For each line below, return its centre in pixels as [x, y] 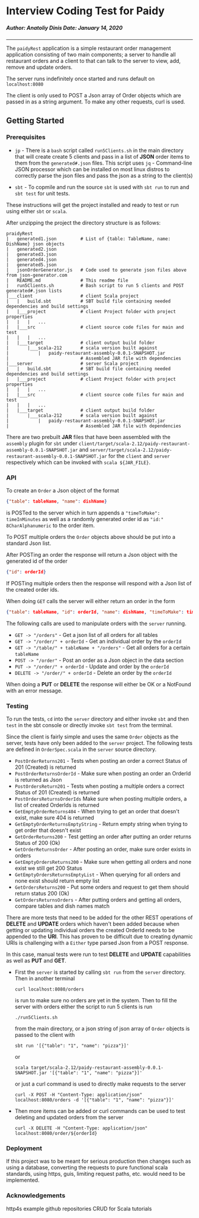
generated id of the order [37, 561]
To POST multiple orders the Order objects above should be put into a [91, 537]
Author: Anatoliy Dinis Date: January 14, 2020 [65, 27]
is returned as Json [38, 780]
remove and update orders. [39, 67]
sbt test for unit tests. [42, 193]
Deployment [24, 1148]
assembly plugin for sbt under [42, 443]
